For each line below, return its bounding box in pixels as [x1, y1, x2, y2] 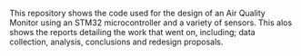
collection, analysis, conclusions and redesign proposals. [9, 36, 224, 47]
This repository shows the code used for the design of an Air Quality [9, 8, 266, 18]
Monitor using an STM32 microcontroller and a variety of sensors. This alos [9, 17, 293, 28]
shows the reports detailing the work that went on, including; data [9, 27, 256, 37]
